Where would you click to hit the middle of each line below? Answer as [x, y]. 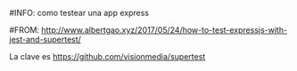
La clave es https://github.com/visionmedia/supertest [107, 56]
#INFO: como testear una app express [79, 13]
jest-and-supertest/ [45, 39]
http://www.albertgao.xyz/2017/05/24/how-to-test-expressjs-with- [165, 30]
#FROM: [25, 30]
